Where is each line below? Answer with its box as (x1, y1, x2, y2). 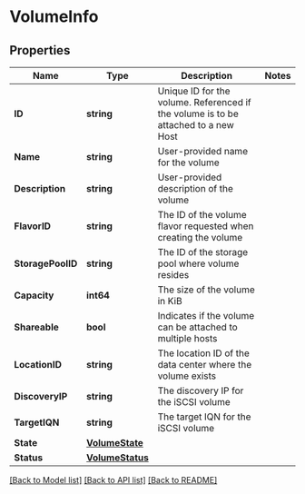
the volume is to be (157, 107, 239, 120)
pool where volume (157, 257, 240, 270)
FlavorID (14, 220, 52, 232)
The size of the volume (157, 283, 256, 296)
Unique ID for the (157, 84, 231, 97)
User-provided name (157, 145, 248, 157)
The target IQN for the (157, 410, 251, 423)
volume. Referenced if (157, 96, 251, 108)
